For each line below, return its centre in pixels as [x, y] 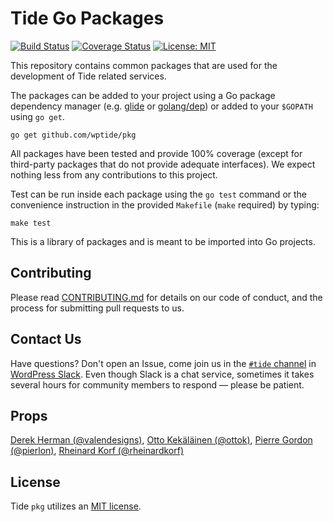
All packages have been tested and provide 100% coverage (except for [156, 153]
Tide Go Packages [87, 18]
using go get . [37, 116]
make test [31, 223]
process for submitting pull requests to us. [97, 308]
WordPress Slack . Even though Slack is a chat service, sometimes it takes [162, 374]
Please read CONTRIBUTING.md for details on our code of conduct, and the [166, 297]
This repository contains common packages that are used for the [144, 65]
